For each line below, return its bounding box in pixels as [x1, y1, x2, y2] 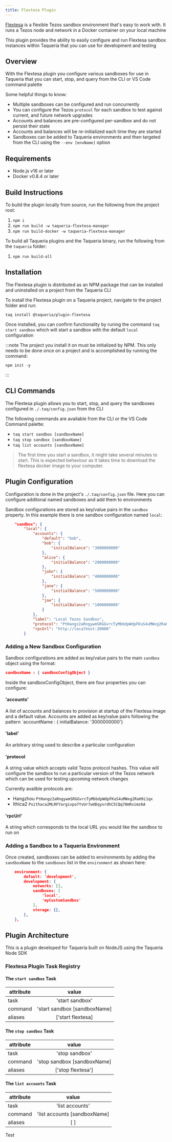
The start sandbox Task [5, 975, 56, 981]
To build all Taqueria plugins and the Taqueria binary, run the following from [5, 238, 165, 244]
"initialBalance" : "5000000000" [51, 588, 120, 594]
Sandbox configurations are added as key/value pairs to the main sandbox [5, 654, 160, 661]
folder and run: [5, 302, 37, 309]
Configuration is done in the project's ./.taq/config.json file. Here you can [5, 491, 165, 497]
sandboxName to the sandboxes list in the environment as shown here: [5, 859, 146, 865]
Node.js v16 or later [12, 168, 54, 174]
